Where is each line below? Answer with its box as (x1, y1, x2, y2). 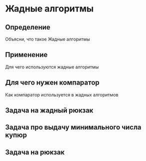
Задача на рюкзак (5, 148, 65, 156)
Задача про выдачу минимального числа (5, 123, 142, 131)
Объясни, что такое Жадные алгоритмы (5, 36, 90, 42)
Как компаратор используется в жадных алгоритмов (5, 91, 119, 97)
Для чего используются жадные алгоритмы (5, 63, 99, 70)
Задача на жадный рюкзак (5, 106, 94, 115)
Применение (5, 50, 48, 59)
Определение (5, 23, 51, 31)
